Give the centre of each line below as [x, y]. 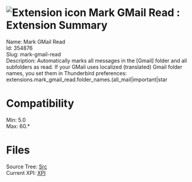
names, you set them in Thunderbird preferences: [66, 73]
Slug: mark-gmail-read [34, 54]
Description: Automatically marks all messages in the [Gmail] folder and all [97, 60]
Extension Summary [57, 25]
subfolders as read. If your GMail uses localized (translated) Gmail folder [94, 67]
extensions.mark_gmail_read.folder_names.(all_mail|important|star [87, 79]
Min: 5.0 [16, 120]
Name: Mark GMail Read [36, 41]
